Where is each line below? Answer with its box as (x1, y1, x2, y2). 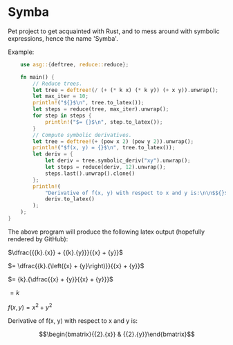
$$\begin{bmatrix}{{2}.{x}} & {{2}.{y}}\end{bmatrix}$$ (38, 330, 196, 338)
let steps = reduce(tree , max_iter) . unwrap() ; (32, 106, 169, 113)
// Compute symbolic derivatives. (32, 131, 132, 138)
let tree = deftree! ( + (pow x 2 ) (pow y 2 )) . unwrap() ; (32, 138, 194, 145)
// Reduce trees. (32, 80, 82, 87)
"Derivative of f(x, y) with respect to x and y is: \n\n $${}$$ (44, 189, 231, 196)
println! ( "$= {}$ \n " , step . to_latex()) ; (44, 118, 163, 125)
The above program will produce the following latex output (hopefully (8, 227, 205, 236)
